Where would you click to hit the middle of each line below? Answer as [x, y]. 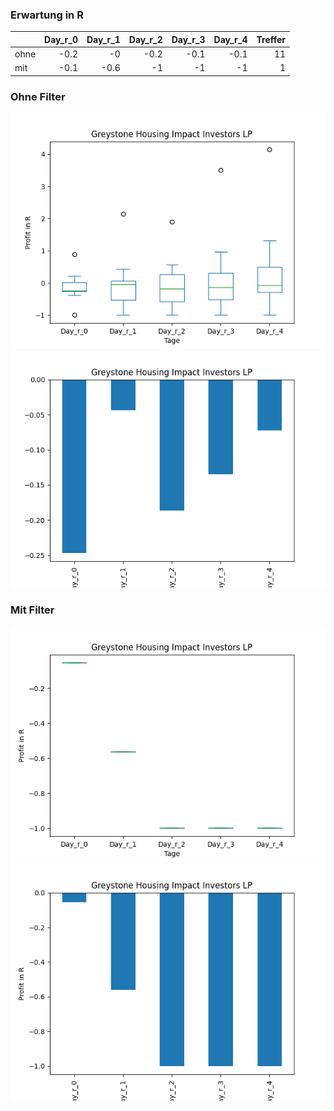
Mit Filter [32, 610]
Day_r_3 [188, 39]
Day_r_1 [103, 39]
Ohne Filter [38, 96]
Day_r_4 [230, 39]
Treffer [271, 39]
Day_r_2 [145, 39]
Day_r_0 [61, 39]
